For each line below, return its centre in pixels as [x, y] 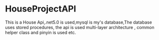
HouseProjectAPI [41, 9]
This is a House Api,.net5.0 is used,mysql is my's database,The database [79, 22]
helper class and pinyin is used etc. [41, 32]
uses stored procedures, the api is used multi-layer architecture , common [80, 27]
